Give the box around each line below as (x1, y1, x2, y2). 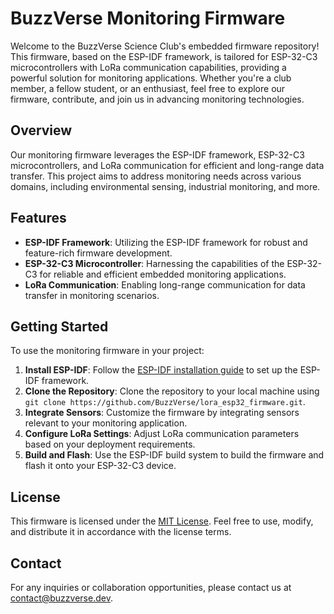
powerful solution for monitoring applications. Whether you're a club (10, 72, 292, 84)
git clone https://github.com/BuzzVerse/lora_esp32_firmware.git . (24, 396, 306, 408)
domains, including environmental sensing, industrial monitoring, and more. (10, 180, 321, 192)
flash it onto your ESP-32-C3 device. (24, 460, 177, 472)
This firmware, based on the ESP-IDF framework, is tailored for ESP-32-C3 (10, 50, 318, 62)
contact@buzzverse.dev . (10, 592, 113, 604)
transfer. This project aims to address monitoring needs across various (10, 170, 302, 182)
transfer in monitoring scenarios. (24, 289, 160, 301)
